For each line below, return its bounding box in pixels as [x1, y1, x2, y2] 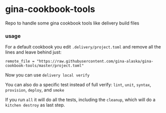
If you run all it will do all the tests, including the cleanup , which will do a [5, 96, 155, 103]
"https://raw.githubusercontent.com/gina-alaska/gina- [37, 59, 154, 64]
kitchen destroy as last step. [5, 102, 65, 108]
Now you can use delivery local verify [5, 72, 90, 78]
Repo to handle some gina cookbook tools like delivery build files [5, 20, 139, 26]
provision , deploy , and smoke [5, 87, 64, 93]
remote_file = [5, 59, 35, 64]
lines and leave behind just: [5, 49, 62, 55]
